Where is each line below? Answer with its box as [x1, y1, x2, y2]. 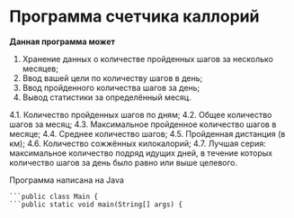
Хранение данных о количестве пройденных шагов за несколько [22, 53, 274, 64]
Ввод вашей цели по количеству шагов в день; [22, 72, 203, 83]
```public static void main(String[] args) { [9, 200, 183, 209]
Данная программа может [9, 36, 115, 47]
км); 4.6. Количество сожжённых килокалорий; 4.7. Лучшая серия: [9, 138, 267, 149]
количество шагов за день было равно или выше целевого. [9, 157, 238, 168]
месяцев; [22, 63, 58, 74]
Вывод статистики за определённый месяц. [22, 92, 192, 103]
